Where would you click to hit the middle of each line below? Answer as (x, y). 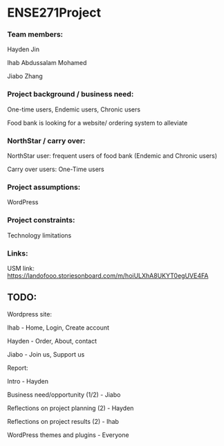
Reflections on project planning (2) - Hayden (71, 408)
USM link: (21, 268)
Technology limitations (39, 235)
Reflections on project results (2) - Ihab (63, 421)
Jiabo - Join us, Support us (46, 354)
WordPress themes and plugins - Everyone (68, 435)
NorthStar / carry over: (46, 141)
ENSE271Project (54, 13)
